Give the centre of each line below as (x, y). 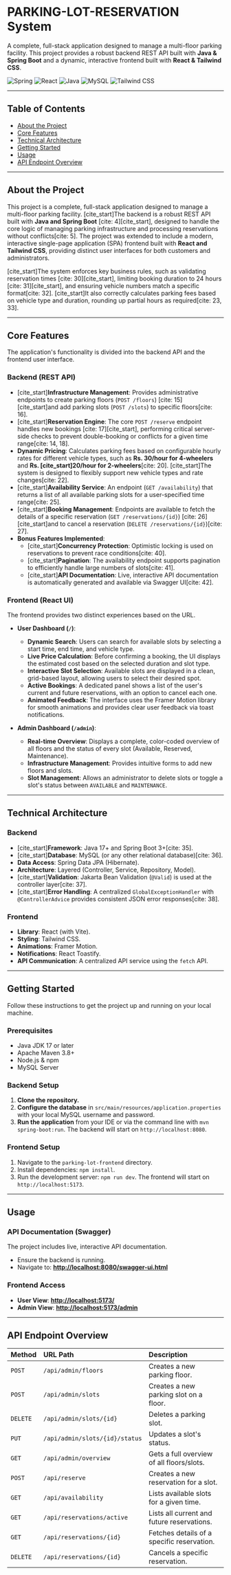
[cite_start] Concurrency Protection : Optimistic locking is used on (120, 546)
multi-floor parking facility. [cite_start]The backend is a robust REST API (109, 214)
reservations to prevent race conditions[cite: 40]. (97, 553)
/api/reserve (65, 1478)
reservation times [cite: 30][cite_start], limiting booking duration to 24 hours (114, 278)
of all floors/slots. (177, 1463)
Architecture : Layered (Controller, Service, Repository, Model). (106, 870)
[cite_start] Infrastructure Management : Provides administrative (108, 392)
